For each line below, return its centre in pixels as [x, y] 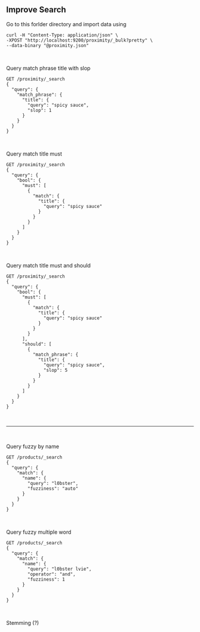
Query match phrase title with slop [49, 68]
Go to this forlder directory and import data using [66, 24]
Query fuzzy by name [33, 446]
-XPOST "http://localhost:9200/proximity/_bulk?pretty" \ [79, 40]
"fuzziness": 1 [46, 579]
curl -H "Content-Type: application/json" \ [62, 35]
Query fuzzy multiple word [39, 532]
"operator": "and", [52, 574]
